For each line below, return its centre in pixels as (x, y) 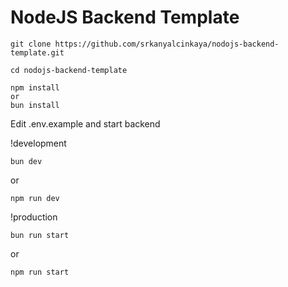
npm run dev (35, 198)
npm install (35, 87)
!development (38, 143)
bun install (35, 105)
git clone (31, 44)
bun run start (40, 235)
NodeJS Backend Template (125, 17)
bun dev (26, 161)
